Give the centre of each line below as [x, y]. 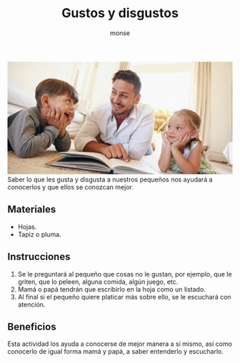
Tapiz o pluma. [40, 234]
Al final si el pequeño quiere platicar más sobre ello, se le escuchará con [124, 297]
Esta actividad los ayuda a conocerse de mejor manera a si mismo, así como [120, 344]
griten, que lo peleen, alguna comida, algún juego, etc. [98, 282]
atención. [31, 304]
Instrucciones [39, 257]
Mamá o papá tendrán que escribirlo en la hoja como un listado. [111, 289]
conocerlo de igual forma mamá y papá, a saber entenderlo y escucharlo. [115, 352]
